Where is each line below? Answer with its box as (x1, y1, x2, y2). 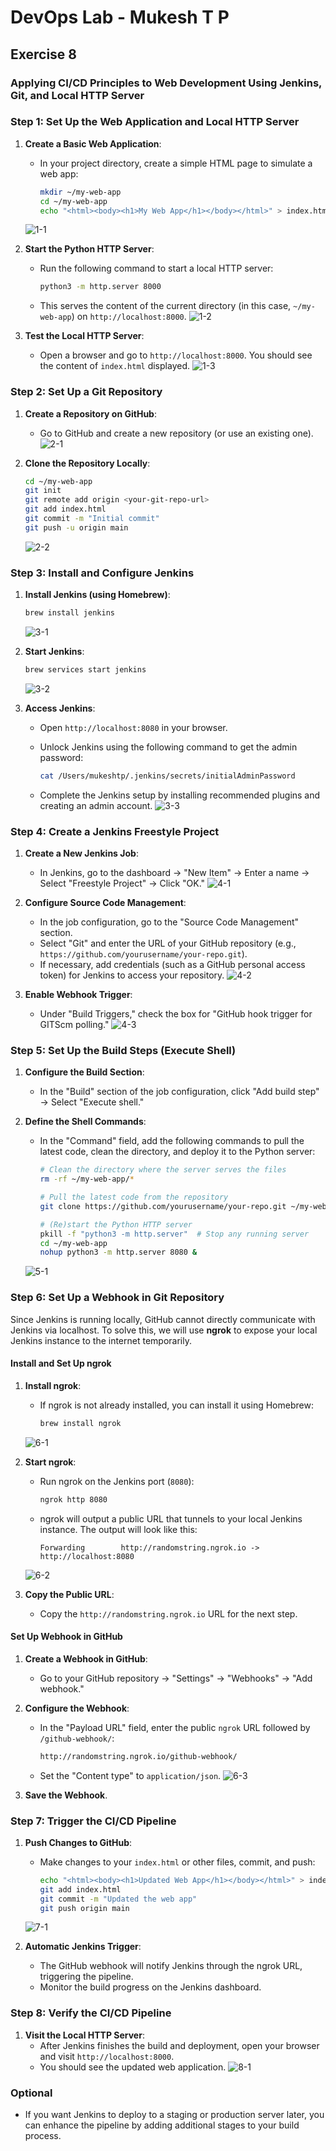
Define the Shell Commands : (24, 1116, 147, 1128)
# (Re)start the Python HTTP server (39, 1219, 193, 1230)
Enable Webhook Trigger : (24, 989, 133, 1001)
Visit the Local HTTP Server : (24, 2029, 145, 2041)
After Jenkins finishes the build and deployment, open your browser (39, 2039, 320, 2051)
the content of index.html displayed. (39, 360, 190, 372)
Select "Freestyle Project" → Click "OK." (39, 877, 206, 890)
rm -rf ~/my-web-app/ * (39, 1174, 135, 1185)
